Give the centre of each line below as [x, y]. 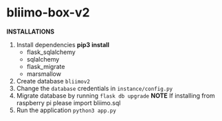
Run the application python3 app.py [66, 110]
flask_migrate [46, 66]
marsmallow [44, 74]
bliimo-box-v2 [48, 13]
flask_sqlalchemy [51, 52]
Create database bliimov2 [53, 81]
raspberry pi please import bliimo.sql [68, 103]
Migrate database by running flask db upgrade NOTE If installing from [116, 95]
